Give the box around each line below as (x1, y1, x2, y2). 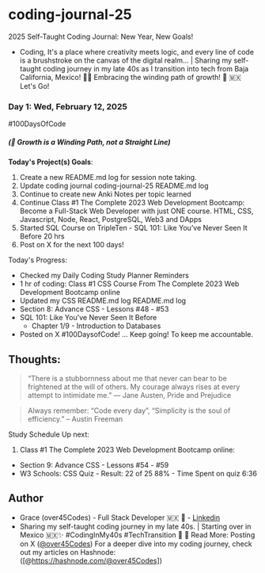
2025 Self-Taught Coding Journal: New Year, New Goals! (8, 32, 194, 41)
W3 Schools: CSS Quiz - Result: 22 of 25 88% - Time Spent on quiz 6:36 (19, 469, 257, 479)
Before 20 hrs (19, 231, 65, 241)
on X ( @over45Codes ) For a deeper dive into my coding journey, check (19, 539, 252, 548)
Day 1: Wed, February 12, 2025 (8, 101, 128, 112)
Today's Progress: (8, 255, 67, 265)
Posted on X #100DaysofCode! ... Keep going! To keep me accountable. (19, 330, 254, 339)
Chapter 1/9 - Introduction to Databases (31, 321, 161, 330)
